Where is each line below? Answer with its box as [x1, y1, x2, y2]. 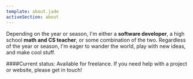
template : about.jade [6, 8, 59, 15]
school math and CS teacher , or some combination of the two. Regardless [6, 36, 186, 43]
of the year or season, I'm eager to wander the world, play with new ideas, [6, 42, 186, 50]
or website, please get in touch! [6, 66, 82, 73]
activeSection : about [6, 14, 59, 20]
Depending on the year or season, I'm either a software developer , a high [6, 30, 185, 37]
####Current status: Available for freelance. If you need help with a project [6, 60, 188, 67]
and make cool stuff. [6, 49, 56, 56]
